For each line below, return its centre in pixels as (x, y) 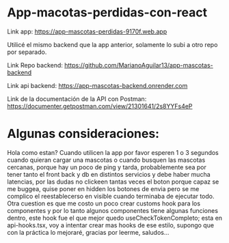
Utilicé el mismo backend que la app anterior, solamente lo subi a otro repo (112, 44)
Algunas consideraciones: (83, 134)
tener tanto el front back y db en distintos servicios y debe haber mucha (109, 174)
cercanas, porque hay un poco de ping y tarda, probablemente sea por (107, 167)
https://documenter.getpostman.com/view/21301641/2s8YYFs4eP (100, 106)
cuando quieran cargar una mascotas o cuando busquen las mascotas (106, 160)
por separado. (27, 52)
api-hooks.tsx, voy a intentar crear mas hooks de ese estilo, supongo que (110, 225)
